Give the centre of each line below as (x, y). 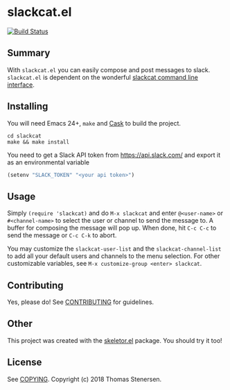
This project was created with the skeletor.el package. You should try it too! (115, 340)
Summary (29, 53)
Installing (28, 107)
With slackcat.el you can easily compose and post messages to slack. (109, 69)
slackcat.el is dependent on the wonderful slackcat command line (103, 77)
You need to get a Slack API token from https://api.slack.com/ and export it (114, 155)
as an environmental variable (48, 162)
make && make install (38, 142)
